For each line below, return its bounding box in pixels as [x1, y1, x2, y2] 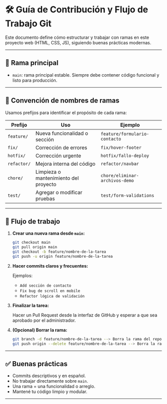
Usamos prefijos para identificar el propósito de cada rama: [5, 109, 127, 115]
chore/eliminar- [100, 173, 139, 178]
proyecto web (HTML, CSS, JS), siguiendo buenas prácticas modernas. [5, 39, 152, 45]
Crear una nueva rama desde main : [12, 230, 85, 236]
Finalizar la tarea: [12, 302, 49, 308]
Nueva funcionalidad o [35, 130, 88, 137]
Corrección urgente [35, 152, 82, 159]
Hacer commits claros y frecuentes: [12, 263, 88, 269]
